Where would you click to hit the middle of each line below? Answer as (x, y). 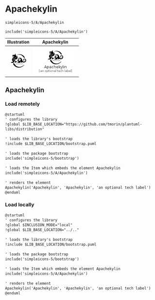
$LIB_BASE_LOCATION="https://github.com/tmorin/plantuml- (82, 124)
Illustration (18, 42)
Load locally (20, 205)
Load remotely (23, 104)
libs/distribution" (25, 129)
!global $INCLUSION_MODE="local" (39, 225)
